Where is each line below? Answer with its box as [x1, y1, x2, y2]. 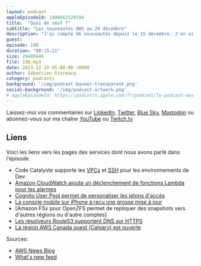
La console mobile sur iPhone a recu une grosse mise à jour [14, 198, 163, 205]
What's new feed [14, 253, 57, 261]
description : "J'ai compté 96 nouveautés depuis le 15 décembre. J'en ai [6, 31, 194, 37]
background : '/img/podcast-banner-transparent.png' [6, 81, 138, 87]
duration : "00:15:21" [6, 48, 60, 54]
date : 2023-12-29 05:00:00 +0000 [6, 64, 90, 71]
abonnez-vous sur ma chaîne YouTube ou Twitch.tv [6, 115, 133, 122]
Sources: [6, 235, 29, 243]
